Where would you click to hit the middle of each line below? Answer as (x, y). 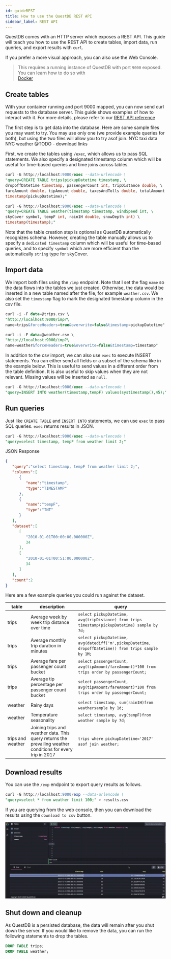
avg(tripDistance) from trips (110, 620)
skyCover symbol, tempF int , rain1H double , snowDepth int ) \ (73, 217)
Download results (34, 772)
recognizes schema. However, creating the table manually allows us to (79, 237)
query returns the (49, 738)
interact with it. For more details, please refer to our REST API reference (80, 118)
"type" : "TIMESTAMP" (46, 488)
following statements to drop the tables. (47, 936)
